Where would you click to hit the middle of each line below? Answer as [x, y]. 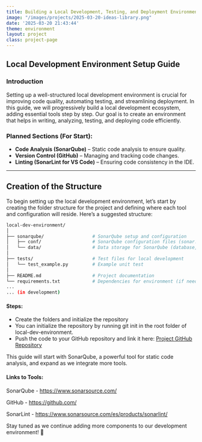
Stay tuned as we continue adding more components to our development [97, 426]
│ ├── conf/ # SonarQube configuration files [91, 242]
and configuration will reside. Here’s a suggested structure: [79, 214]
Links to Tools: [25, 377]
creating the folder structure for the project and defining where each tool [96, 207]
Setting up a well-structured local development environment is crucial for [97, 95]
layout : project [26, 34]
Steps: [14, 306]
